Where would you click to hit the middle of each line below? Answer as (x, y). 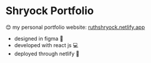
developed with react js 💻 (46, 45)
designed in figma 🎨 (39, 38)
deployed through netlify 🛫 (47, 54)
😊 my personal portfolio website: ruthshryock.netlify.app (75, 27)
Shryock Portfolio (50, 11)
